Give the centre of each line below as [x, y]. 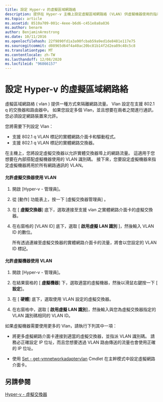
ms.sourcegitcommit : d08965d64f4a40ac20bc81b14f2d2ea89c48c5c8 [70, 46]
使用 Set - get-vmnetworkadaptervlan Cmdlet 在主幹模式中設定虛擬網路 [83, 359]
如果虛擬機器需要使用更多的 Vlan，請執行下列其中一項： [61, 326]
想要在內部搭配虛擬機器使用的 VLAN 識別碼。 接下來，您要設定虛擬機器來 [78, 159]
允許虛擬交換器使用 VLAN [31, 177]
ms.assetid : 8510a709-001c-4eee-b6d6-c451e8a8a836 [57, 23]
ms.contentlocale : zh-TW [30, 55]
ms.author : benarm [24, 28]
